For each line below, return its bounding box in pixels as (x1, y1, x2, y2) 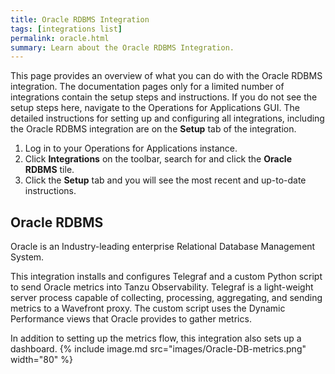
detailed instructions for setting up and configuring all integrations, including (10, 112, 325, 125)
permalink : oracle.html (10, 33, 110, 43)
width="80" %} (10, 354, 73, 366)
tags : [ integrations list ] (10, 24, 123, 34)
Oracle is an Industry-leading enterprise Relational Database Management (10, 241, 316, 253)
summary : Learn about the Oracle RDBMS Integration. (10, 42, 235, 53)
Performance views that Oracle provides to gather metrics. (10, 313, 252, 325)
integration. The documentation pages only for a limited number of (10, 81, 285, 93)
